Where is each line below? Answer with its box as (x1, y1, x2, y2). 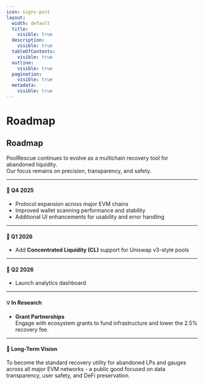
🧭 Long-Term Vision (6, 346, 58, 353)
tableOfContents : (12, 49, 56, 55)
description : (12, 37, 45, 43)
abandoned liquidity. (6, 160, 58, 168)
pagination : (12, 71, 42, 77)
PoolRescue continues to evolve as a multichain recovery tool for (6, 154, 169, 162)
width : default (12, 20, 50, 26)
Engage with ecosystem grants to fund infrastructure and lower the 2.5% (15, 319, 198, 327)
